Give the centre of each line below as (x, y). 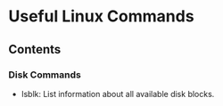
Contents (35, 49)
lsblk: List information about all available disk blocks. (118, 94)
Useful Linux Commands (101, 16)
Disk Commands (45, 75)
